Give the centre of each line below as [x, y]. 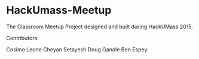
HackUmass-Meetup [59, 10]
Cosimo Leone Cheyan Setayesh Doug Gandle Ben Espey [77, 49]
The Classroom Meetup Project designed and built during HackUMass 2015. [99, 27]
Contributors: [22, 38]
